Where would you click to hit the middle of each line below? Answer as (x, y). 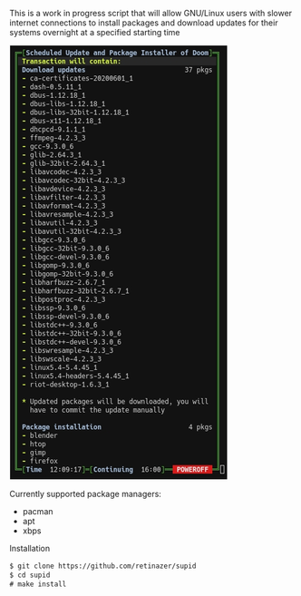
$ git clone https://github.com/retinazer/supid (103, 566)
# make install (38, 584)
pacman (38, 511)
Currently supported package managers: (85, 494)
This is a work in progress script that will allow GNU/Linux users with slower (151, 13)
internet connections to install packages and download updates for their (144, 23)
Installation (30, 548)
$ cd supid (30, 575)
